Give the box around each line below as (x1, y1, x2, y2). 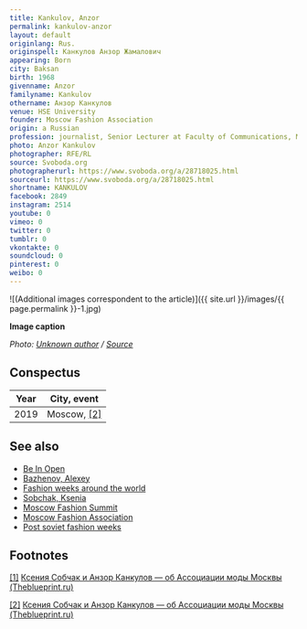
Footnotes (9, 548, 69, 563)
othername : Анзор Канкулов (9, 98, 112, 108)
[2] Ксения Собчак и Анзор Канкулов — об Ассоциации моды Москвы (9, 600, 284, 611)
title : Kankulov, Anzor (9, 13, 101, 23)
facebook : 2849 (9, 192, 68, 201)
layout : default (9, 30, 71, 39)
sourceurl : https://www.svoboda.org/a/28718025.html (9, 175, 215, 184)
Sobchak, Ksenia (22, 492, 87, 503)
